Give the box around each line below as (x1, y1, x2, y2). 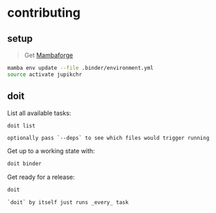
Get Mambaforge (24, 51, 74, 59)
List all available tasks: (7, 109, 72, 117)
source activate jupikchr (7, 71, 82, 78)
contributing (7, 5, 81, 21)
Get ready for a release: (7, 173, 75, 182)
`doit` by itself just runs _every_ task (7, 199, 129, 206)
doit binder (7, 160, 42, 168)
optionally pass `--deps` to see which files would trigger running (7, 134, 210, 142)
